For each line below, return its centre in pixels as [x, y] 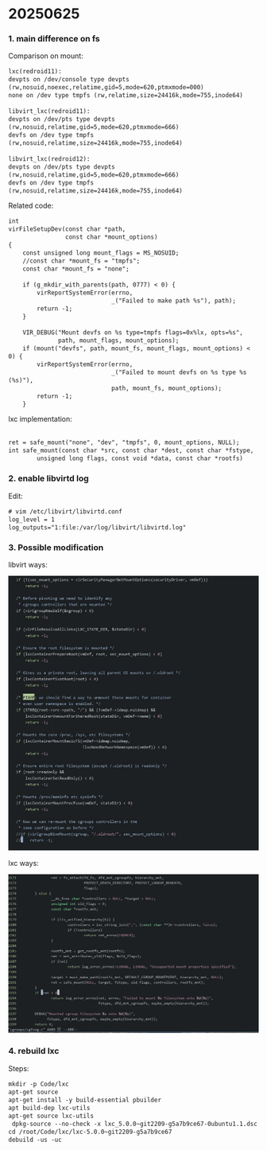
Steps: [19, 1068]
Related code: [31, 206]
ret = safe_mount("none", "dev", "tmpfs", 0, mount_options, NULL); [124, 442]
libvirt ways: [28, 565]
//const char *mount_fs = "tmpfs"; [81, 261]
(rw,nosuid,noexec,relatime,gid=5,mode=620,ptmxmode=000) [106, 88]
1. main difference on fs [54, 39]
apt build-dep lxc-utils [49, 1108]
